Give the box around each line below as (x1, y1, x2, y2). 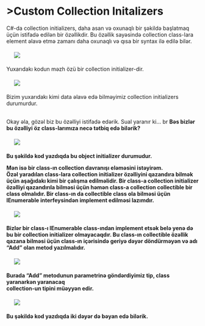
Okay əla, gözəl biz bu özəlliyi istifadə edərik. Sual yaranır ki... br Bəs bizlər (6, 118, 195, 125)
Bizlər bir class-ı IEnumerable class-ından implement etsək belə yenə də (6, 224, 193, 231)
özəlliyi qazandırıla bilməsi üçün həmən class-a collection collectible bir (6, 183, 193, 190)
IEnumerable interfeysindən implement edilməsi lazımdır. (6, 197, 154, 204)
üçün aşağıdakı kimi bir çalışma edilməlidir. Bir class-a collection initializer (6, 177, 199, 184)
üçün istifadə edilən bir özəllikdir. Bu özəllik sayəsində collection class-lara (6, 31, 194, 38)
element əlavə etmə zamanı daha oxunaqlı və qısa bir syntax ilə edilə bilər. (6, 37, 192, 45)
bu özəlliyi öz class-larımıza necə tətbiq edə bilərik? (6, 124, 140, 132)
